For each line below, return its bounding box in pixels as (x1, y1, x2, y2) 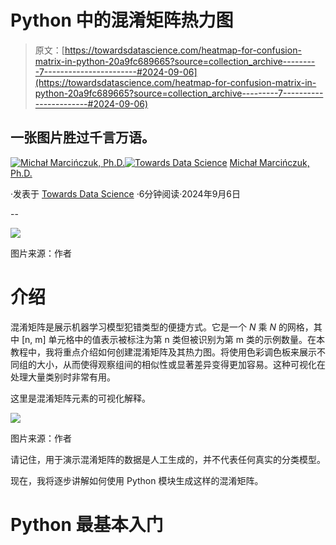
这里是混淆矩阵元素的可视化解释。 (10, 392, 151, 404)
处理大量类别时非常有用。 (10, 371, 116, 383)
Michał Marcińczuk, (229, 156, 310, 168)
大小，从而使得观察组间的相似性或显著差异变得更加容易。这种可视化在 (36, 358, 326, 370)
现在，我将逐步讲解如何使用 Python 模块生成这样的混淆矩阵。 (10, 474, 264, 486)
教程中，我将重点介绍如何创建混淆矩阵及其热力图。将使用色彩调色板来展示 (10, 346, 317, 358)
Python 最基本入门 (10, 513, 164, 536)
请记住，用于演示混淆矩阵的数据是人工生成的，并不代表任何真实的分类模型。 (10, 453, 326, 465)
